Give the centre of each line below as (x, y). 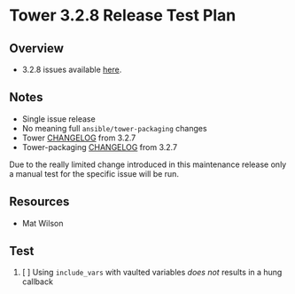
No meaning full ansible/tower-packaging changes (114, 128)
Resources (39, 202)
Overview (37, 48)
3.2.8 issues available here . (72, 69)
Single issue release (58, 119)
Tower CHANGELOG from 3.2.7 (79, 138)
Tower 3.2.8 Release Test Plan (123, 16)
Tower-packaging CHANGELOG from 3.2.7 (100, 147)
